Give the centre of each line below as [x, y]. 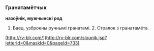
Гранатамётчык [26, 7]
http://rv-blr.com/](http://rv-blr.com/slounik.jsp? [57, 38]
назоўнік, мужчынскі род [34, 18]
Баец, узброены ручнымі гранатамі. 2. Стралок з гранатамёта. [81, 28]
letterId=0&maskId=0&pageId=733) [42, 43]
